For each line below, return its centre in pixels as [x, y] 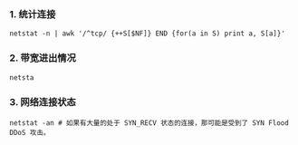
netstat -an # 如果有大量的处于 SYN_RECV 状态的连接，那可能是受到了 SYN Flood [149, 123]
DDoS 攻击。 [30, 132]
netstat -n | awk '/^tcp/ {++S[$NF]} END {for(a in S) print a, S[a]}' [147, 34]
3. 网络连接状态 [43, 101]
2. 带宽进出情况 [43, 58]
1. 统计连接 [33, 14]
